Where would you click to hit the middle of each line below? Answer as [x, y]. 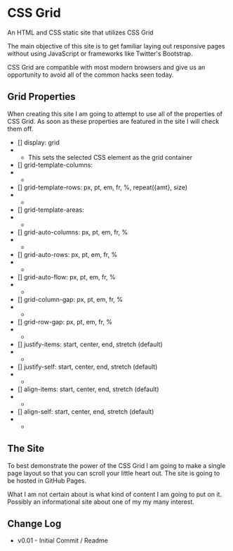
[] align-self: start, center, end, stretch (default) [86, 411]
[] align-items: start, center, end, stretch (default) [88, 389]
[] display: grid [38, 142]
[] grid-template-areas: [51, 210]
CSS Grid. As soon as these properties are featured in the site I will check [113, 121]
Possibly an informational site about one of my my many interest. [101, 502]
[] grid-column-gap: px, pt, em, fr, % [70, 299]
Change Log [34, 523]
